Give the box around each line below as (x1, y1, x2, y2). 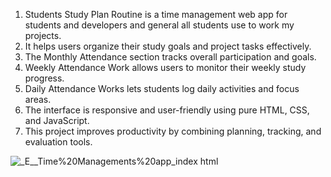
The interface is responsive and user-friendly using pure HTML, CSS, (24, 104, 310, 116)
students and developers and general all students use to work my (24, 19, 295, 31)
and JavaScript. (24, 115, 90, 126)
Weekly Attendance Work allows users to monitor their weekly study (24, 62, 307, 73)
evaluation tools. (24, 136, 93, 148)
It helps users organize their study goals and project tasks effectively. (24, 40, 312, 52)
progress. (24, 72, 65, 84)
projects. (24, 30, 62, 41)
